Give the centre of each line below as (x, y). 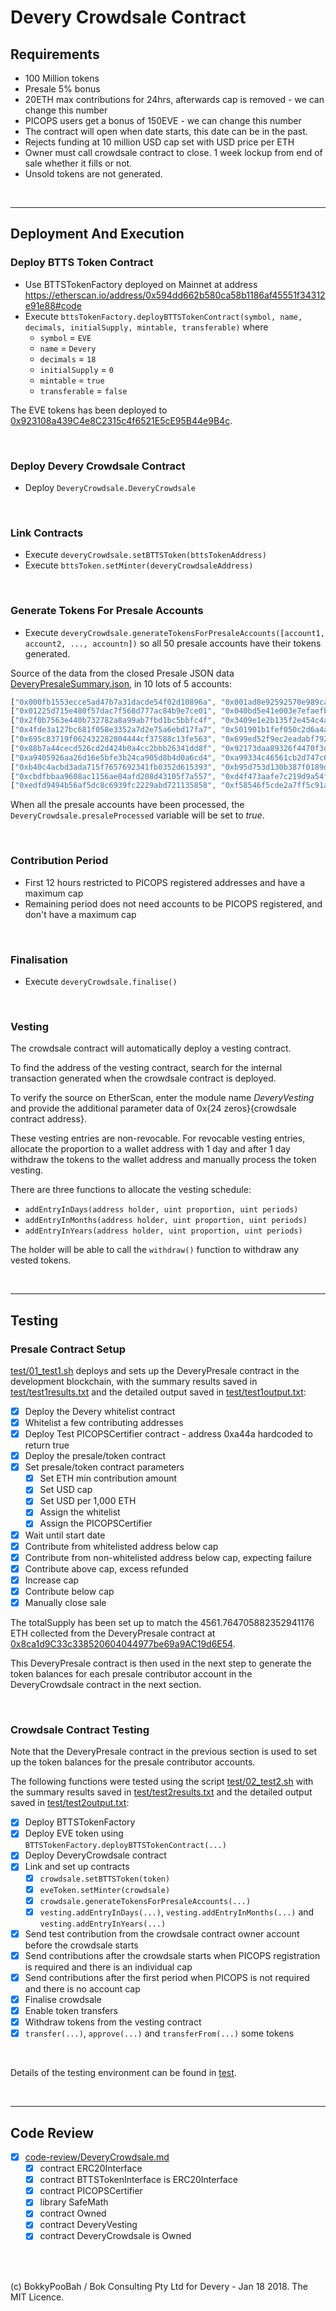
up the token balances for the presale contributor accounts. (133, 1762)
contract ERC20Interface (91, 2168)
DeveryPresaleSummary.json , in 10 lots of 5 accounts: (121, 683)
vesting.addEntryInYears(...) (103, 1924)
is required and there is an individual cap (108, 1967)
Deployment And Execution (97, 234)
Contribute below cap (69, 1591)
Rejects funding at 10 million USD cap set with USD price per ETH (159, 142)
